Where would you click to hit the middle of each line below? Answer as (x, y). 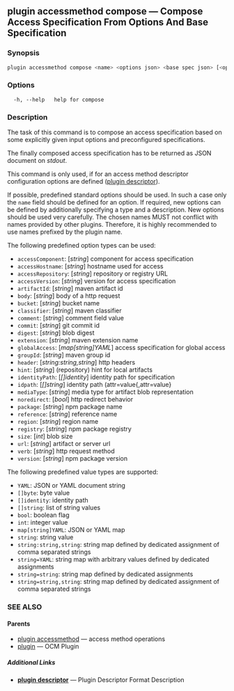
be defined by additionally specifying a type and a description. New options (116, 210)
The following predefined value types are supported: (83, 472)
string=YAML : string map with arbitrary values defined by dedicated (113, 559)
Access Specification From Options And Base (108, 23)
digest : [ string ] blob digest (56, 333)
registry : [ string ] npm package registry (75, 429)
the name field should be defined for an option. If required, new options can (114, 202)
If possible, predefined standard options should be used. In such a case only (117, 195)
